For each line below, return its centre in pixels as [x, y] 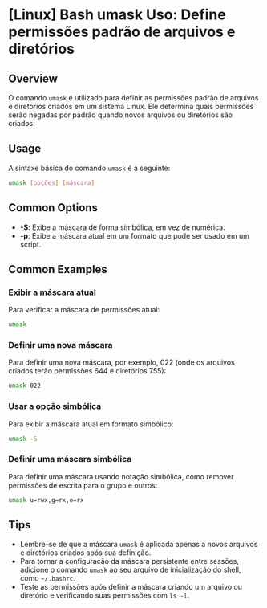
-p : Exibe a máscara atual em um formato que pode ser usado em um [135, 235]
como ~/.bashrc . [48, 578]
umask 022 [25, 386]
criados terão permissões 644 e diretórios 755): [87, 371]
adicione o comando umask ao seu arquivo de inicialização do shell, [130, 570]
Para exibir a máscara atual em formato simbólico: [91, 424]
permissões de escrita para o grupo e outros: [83, 485]
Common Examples [58, 269]
